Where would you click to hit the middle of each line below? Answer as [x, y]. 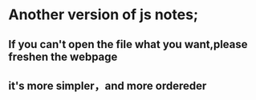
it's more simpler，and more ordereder [108, 86]
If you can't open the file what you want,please [128, 44]
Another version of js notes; [104, 15]
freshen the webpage [63, 56]
